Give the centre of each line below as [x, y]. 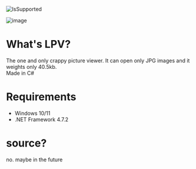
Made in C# [20, 73]
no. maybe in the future [34, 160]
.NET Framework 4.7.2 [41, 119]
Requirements [41, 97]
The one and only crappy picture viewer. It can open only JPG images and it [98, 60]
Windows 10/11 [32, 113]
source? [26, 143]
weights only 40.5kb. [31, 67]
